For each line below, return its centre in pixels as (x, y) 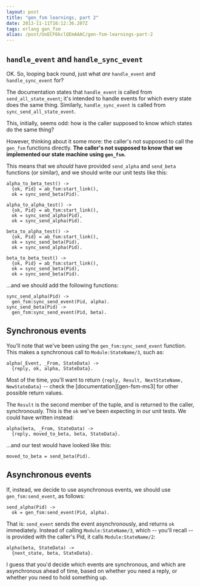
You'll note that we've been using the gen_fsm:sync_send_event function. (96, 345)
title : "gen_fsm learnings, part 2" (52, 18)
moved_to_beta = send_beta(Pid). (48, 456)
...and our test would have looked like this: (59, 445)
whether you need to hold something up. (57, 577)
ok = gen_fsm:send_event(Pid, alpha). (61, 512)
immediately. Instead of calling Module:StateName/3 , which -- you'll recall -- (100, 530)
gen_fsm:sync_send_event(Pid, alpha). (61, 301)
